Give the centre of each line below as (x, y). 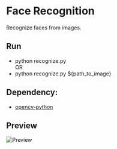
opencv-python (34, 107)
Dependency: (32, 92)
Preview (22, 125)
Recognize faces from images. (44, 28)
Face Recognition (50, 11)
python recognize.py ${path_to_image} (63, 74)
